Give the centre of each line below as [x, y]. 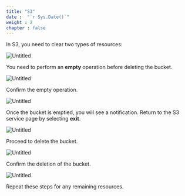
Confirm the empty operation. [42, 90]
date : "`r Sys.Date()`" [38, 17]
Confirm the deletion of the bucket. [48, 164]
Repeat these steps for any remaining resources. [65, 187]
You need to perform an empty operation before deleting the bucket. [89, 67]
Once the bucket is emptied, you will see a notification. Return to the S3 [93, 112]
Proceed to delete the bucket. [42, 142]
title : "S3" [21, 11]
